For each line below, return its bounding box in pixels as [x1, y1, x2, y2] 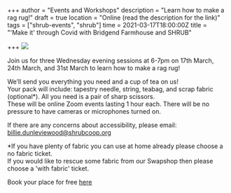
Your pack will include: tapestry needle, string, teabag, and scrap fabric [7, 85, 213, 93]
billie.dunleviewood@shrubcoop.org [7, 128, 112, 136]
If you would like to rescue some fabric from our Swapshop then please [7, 157, 213, 165]
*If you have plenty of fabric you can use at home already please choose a [7, 142, 223, 150]
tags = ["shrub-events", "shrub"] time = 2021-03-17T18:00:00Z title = [7, 21, 208, 29]
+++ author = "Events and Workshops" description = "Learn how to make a [7, 6, 225, 14]
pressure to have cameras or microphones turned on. [7, 107, 161, 115]
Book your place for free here [7, 178, 92, 186]
